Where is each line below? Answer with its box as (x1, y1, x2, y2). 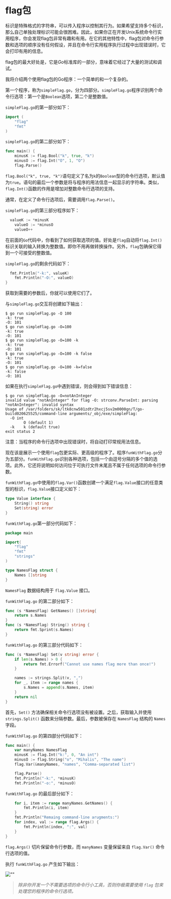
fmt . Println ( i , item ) (23, 805, 70, 811)
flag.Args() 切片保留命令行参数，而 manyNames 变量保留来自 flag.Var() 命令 (5, 843, 165, 850)
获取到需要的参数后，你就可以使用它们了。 (5, 290, 95, 296)
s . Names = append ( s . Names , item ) (23, 685, 95, 690)
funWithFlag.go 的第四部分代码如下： (5, 733, 83, 739)
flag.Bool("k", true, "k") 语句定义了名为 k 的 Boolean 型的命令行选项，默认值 (5, 173, 165, 179)
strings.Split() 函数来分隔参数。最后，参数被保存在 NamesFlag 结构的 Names (5, 715, 166, 721)
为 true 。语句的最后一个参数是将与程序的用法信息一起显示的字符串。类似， (5, 179, 162, 185)
